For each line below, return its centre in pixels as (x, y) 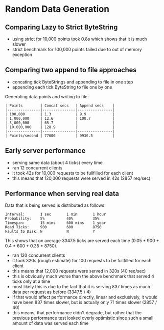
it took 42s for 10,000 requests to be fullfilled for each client (72, 173)
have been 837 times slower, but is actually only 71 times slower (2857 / (84, 302)
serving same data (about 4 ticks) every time (57, 163)
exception (22, 55)
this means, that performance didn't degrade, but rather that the (77, 313)
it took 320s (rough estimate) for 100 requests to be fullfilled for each (82, 261)
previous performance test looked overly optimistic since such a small (83, 318)
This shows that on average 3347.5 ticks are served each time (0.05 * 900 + (82, 241)
